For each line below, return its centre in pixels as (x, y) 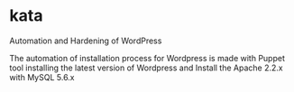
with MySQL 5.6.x (42, 77)
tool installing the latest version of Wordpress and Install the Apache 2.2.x (146, 68)
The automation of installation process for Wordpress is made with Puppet (147, 58)
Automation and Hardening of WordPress (86, 41)
